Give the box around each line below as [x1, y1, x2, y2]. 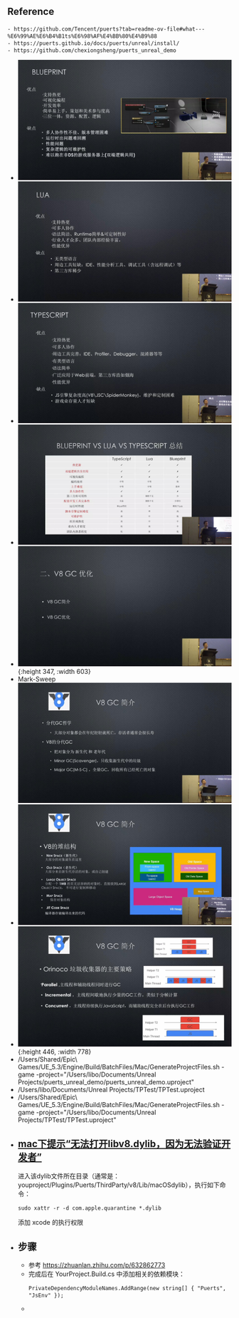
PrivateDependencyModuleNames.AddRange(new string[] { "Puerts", [28, 1285, 226, 1292]
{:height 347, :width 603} [17, 668, 91, 676]
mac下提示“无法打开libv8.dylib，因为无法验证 [17, 1138, 222, 1150]
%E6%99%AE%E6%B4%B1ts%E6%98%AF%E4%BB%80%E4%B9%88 [7, 32, 158, 40]
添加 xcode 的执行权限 [17, 1218, 84, 1226]
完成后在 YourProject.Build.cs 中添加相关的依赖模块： [28, 1270, 185, 1278]
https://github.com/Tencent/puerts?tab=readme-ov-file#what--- [14, 25, 205, 33]
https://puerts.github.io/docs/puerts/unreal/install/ [14, 39, 180, 47]
